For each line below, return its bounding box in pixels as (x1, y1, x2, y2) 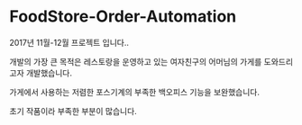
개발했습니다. (25, 67, 73, 78)
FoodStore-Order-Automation (9, 6, 237, 27)
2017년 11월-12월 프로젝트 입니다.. (9, 37, 129, 48)
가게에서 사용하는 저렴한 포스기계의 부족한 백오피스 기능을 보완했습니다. (9, 86, 260, 97)
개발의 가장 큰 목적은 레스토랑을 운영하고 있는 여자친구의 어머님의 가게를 (9, 56, 262, 67)
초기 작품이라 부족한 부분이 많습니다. (9, 105, 137, 116)
